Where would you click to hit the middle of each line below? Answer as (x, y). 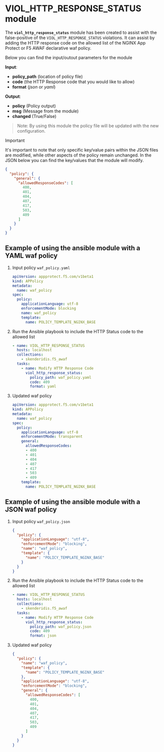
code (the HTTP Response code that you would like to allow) (73, 82)
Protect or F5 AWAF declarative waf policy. (48, 48)
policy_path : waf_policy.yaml (61, 377)
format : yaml (43, 387)
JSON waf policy (31, 510)
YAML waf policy (31, 256)
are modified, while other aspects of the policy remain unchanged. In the (78, 155)
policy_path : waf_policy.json (61, 627)
